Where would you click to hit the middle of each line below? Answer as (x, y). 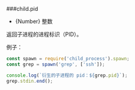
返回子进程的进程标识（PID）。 (44, 34)
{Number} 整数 (34, 21)
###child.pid (22, 9)
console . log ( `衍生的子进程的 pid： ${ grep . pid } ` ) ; (67, 75)
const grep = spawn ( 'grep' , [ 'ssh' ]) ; (56, 64)
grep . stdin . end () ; (30, 81)
